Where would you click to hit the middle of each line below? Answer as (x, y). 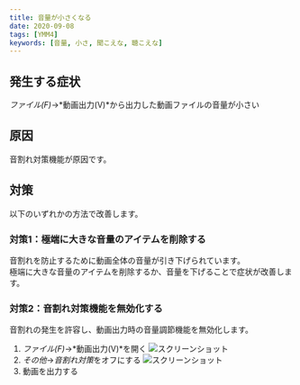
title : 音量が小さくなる (50, 18)
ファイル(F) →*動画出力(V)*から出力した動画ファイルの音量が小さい (134, 105)
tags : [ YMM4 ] (34, 34)
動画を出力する (50, 372)
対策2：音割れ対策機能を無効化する (86, 309)
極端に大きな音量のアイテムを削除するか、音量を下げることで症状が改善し (147, 272)
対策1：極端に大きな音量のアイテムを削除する (108, 239)
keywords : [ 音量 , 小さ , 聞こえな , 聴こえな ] (86, 43)
